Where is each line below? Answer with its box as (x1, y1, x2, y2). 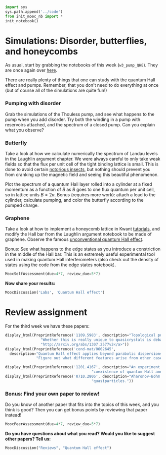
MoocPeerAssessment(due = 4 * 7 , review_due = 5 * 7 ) (5, 422, 100, 427)
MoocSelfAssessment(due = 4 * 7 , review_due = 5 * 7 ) (5, 272, 100, 277)
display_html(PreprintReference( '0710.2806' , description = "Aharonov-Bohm (5, 374, 161, 379)
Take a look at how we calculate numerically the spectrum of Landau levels (5, 151, 158, 157)
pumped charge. (5, 202, 39, 208)
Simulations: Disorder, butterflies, (5, 35, 147, 47)
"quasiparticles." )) (91, 378, 134, 384)
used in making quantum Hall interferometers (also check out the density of (5, 257, 159, 263)
